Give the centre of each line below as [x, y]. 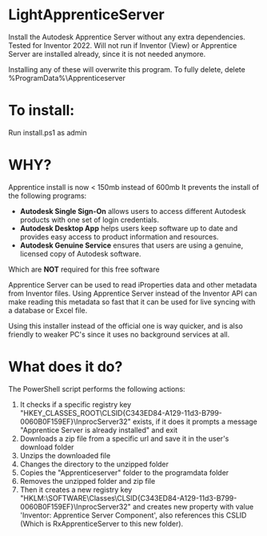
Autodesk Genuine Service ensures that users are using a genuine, [132, 245]
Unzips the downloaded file [65, 455]
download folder [47, 447]
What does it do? [66, 367]
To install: [42, 111]
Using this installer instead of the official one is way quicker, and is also [126, 325]
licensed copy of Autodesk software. [80, 253]
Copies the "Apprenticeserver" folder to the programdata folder [124, 472]
